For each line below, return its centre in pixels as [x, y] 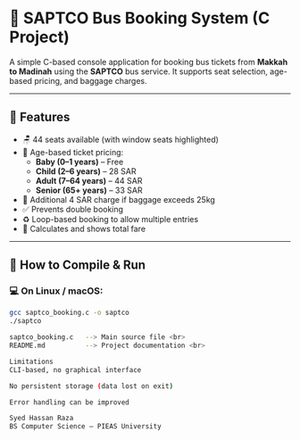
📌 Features [40, 117]
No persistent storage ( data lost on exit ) [92, 386]
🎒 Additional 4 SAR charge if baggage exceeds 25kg [119, 199]
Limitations [31, 361]
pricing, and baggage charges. [91, 80]
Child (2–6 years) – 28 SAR [86, 171]
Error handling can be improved [69, 402]
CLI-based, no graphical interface [75, 369]
